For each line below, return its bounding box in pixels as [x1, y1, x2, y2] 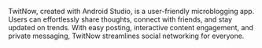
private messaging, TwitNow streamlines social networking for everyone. [8, 31, 245, 40]
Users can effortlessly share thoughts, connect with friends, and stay [8, 15, 233, 24]
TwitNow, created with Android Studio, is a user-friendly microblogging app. [8, 7, 255, 15]
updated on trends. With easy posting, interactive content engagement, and [8, 23, 254, 32]
